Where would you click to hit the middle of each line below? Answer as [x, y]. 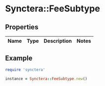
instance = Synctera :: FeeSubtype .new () [46, 79]
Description [58, 41]
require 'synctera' [25, 70]
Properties [22, 27]
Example [19, 58]
